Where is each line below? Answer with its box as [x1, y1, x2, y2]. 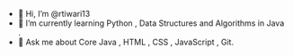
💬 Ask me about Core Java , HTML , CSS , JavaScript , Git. [17, 36, 235, 47]
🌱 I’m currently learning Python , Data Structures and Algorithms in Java [17, 18, 285, 28]
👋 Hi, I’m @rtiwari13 [17, 9, 91, 19]
